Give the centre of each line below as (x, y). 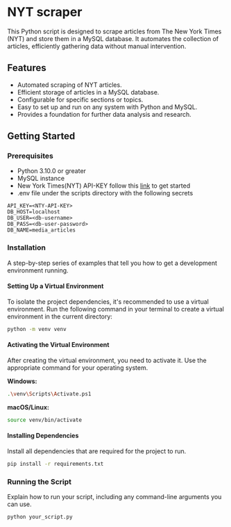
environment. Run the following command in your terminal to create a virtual (115, 309)
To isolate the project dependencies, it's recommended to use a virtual (108, 301)
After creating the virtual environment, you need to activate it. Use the (107, 360)
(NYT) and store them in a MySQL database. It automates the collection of (113, 38)
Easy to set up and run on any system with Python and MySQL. (107, 107)
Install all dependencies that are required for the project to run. (97, 451)
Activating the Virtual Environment (58, 345)
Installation (27, 248)
